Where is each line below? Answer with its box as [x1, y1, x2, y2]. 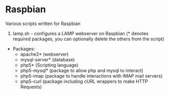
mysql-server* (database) [20, 56, 75, 62]
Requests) [20, 83, 42, 90]
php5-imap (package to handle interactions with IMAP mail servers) [20, 73, 163, 79]
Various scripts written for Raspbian [5, 20, 81, 27]
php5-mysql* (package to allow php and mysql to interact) [20, 67, 143, 74]
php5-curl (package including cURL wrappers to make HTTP [20, 78, 148, 84]
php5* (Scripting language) [20, 62, 79, 68]
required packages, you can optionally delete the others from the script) [12, 36, 164, 42]
